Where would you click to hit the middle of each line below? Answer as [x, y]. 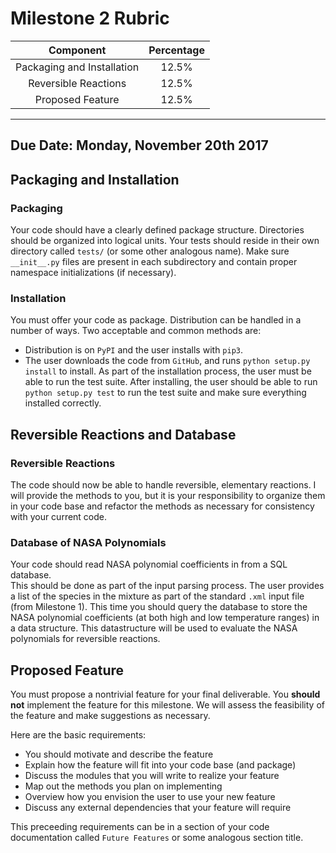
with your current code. [59, 516]
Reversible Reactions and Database [123, 434]
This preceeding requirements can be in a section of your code [140, 827]
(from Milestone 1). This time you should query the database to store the [159, 607]
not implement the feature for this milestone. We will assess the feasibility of [167, 705]
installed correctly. [63, 403]
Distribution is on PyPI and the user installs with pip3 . [134, 350]
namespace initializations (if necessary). [93, 273]
